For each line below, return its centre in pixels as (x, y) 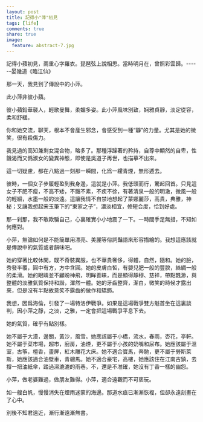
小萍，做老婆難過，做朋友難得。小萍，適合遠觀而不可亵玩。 (80, 379)
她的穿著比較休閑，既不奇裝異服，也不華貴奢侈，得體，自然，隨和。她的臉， (101, 260)
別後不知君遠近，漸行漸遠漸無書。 (49, 412)
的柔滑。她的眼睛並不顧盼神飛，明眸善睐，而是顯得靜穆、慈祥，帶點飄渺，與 (101, 275)
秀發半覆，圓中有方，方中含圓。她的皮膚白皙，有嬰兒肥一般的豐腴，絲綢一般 (101, 267)
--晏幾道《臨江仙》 (30, 71)
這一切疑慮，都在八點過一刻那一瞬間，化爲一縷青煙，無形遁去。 (85, 170)
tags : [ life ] (23, 23)
